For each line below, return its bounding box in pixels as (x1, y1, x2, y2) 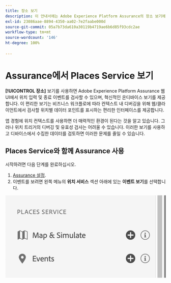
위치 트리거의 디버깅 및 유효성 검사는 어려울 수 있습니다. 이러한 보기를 (14, 124, 152, 130)
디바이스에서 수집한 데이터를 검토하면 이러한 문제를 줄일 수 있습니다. (10, 130, 145, 136)
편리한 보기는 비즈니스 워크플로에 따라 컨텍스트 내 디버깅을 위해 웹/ (25, 100, 158, 106)
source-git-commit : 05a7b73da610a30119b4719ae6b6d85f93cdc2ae (5, 24, 140, 30)
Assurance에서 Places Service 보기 (5, 70, 154, 81)
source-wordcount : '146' (5, 35, 58, 40)
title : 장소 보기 (5, 8, 38, 13)
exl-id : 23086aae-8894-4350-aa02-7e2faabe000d (5, 19, 106, 24)
